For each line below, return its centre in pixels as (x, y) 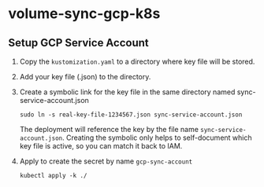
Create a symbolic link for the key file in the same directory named (127, 92)
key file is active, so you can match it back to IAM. (101, 146)
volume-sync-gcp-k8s (84, 14)
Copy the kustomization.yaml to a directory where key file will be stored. (137, 61)
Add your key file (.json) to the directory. (85, 77)
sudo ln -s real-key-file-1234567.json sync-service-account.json (131, 115)
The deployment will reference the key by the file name (109, 129)
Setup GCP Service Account (78, 43)
